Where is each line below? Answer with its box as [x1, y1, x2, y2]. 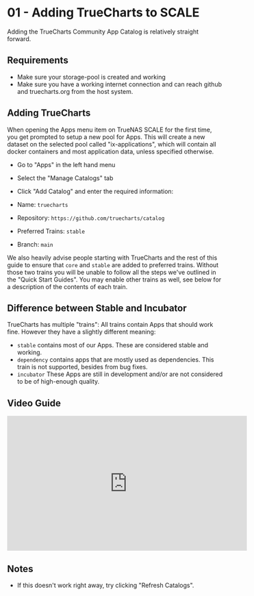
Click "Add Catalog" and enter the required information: [16, 187, 174, 195]
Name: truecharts [16, 200, 68, 208]
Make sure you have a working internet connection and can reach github [16, 80, 223, 88]
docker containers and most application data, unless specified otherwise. [7, 147, 214, 156]
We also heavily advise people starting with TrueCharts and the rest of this [7, 253, 218, 262]
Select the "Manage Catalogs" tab [16, 173, 114, 182]
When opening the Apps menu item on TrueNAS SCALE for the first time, [7, 125, 212, 134]
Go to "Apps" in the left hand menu [16, 160, 116, 169]
